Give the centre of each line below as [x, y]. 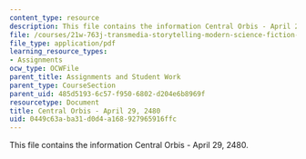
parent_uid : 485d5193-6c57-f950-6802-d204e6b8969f [107, 94]
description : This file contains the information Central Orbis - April [150, 26]
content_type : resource [55, 18]
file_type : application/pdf [63, 43]
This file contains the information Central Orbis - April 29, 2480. [129, 145]
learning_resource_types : [58, 52]
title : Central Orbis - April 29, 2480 [85, 111]
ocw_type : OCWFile [44, 69]
